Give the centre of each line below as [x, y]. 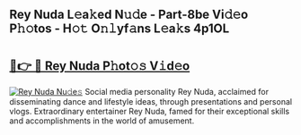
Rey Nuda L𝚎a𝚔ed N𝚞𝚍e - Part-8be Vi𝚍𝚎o [129, 15]
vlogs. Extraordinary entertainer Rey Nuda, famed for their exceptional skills [150, 111]
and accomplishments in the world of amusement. [102, 121]
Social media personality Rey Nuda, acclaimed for [177, 92]
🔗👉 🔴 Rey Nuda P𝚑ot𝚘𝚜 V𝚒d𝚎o [100, 66]
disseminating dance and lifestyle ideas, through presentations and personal [151, 101]
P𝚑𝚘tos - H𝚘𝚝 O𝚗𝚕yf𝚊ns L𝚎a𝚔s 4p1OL [120, 29]
